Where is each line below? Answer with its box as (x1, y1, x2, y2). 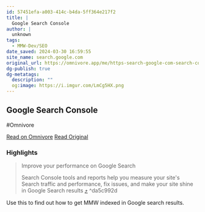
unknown (12, 32, 32, 38)
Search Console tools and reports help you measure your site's (21, 174, 180, 182)
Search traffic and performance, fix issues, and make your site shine (21, 180, 193, 188)
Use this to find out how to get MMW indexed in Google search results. (6, 199, 184, 207)
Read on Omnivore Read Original (6, 133, 88, 140)
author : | (6, 26, 32, 32)
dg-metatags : (6, 71, 40, 77)
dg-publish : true (6, 65, 51, 72)
